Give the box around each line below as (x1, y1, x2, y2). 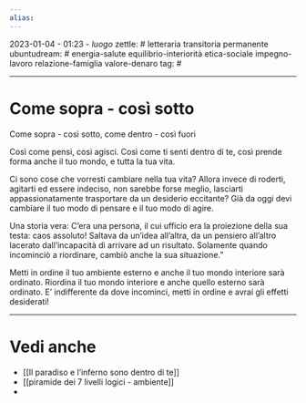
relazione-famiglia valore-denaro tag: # (35, 57, 182, 68)
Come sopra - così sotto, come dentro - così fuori (9, 129, 196, 139)
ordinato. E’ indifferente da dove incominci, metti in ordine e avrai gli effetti (9, 286, 289, 297)
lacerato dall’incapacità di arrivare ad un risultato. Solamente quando (9, 239, 269, 251)
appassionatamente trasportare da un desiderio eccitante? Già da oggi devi (9, 192, 292, 203)
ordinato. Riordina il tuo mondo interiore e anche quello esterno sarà (9, 276, 265, 287)
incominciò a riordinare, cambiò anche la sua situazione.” (9, 249, 224, 260)
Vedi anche (9, 336, 97, 356)
